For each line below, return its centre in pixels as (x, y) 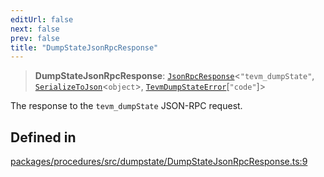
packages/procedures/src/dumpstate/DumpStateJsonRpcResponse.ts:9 (159, 162)
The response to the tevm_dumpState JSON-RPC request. (126, 106)
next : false (35, 29)
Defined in (43, 137)
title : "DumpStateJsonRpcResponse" (84, 47)
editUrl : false (42, 19)
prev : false (35, 38)
